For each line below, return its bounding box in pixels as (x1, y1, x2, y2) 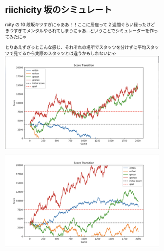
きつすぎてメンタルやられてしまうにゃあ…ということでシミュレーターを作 (5, 27, 154, 33)
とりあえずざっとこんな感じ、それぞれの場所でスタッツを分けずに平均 (5, 44, 146, 50)
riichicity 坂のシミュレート (5, 4, 112, 16)
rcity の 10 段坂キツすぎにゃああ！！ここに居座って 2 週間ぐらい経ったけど (5, 22, 155, 27)
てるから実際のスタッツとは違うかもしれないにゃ (18, 50, 116, 56)
